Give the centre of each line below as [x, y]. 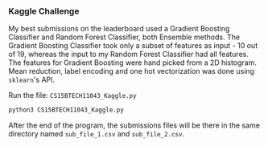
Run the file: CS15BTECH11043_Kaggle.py [72, 95]
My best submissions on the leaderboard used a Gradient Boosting [119, 29]
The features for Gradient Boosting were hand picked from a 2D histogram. [133, 63]
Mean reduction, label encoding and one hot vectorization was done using [132, 71]
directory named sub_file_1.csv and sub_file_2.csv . [97, 134]
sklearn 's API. [32, 80]
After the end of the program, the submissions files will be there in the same [134, 125]
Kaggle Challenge [44, 11]
